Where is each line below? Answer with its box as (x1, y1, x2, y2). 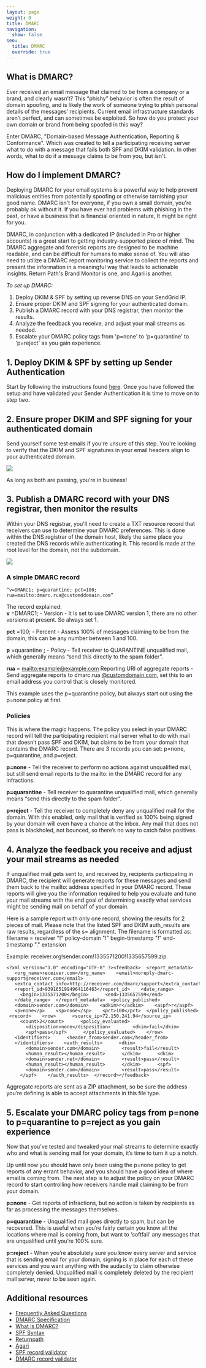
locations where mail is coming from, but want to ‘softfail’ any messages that (6, 1231, 200, 1238)
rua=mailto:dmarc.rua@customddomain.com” (6, 592, 114, 599)
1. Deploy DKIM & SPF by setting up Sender (6, 357, 173, 367)
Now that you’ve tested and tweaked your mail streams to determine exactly (6, 1143, 199, 1151)
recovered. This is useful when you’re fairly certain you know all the (6, 1224, 178, 1232)
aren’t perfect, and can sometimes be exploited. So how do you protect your (6, 114, 199, 122)
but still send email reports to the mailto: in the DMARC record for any (6, 770, 182, 778)
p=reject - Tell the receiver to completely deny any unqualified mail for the (6, 807, 195, 815)
